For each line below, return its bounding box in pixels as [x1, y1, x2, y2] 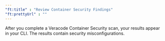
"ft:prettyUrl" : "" [5, 12, 48, 17]
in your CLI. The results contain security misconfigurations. [5, 30, 125, 36]
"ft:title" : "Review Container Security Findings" [5, 7, 113, 12]
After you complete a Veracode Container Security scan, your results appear [5, 25, 160, 31]
